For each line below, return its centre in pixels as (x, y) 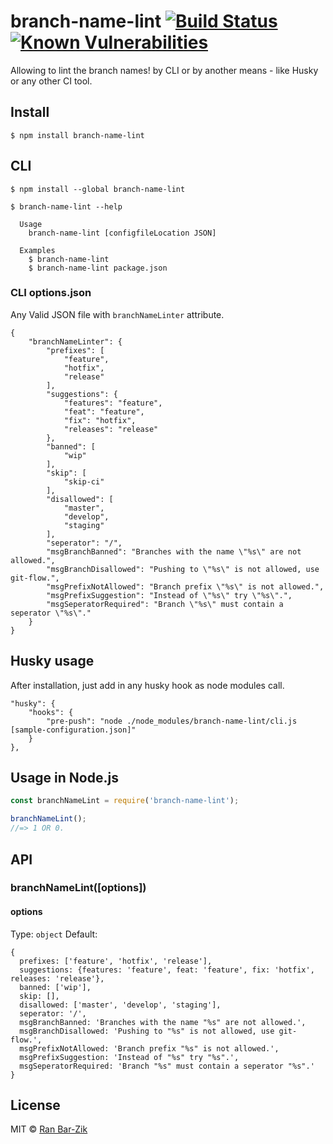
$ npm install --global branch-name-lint (98, 189)
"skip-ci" (84, 481)
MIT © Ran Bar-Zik (49, 1129)
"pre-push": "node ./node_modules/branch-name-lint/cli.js (172, 721)
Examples (37, 250)
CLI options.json (51, 293)
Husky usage (52, 661)
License (35, 1105)
